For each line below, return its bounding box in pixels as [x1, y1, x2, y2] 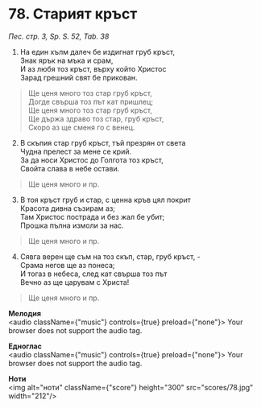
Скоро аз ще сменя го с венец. [27, 122, 135, 132]
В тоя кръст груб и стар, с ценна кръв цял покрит [19, 195, 192, 204]
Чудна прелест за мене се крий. [19, 146, 132, 156]
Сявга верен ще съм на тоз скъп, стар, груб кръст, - [19, 251, 201, 262]
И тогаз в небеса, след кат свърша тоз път [19, 269, 168, 278]
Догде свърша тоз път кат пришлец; [27, 97, 154, 106]
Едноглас [8, 341, 42, 351]
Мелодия [8, 308, 42, 318]
